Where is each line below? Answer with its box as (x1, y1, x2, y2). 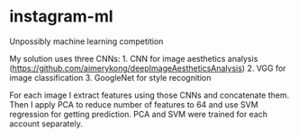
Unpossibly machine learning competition (9, 36, 164, 47)
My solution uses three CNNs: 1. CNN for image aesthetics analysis (9, 53, 258, 64)
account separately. (9, 118, 83, 129)
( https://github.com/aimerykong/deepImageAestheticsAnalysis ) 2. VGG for (9, 63, 286, 73)
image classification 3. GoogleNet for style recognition (9, 72, 212, 82)
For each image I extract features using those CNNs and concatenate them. (9, 90, 290, 100)
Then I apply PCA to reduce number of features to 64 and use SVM (9, 99, 258, 109)
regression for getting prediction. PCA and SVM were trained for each (9, 108, 268, 119)
